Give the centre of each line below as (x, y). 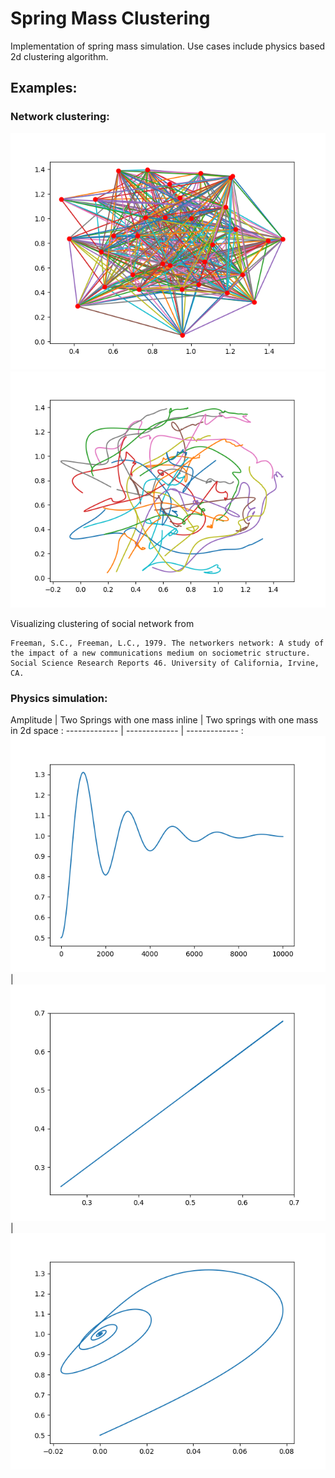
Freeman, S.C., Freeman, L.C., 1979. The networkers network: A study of (167, 643)
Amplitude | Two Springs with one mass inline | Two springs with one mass (164, 719)
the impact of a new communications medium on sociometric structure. (160, 653)
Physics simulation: (59, 698)
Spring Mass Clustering (110, 18)
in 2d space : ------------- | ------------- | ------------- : (127, 730)
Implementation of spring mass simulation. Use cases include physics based (168, 46)
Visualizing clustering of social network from (102, 623)
